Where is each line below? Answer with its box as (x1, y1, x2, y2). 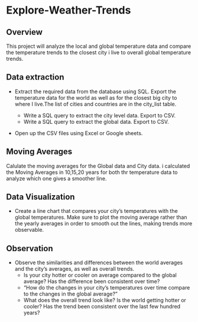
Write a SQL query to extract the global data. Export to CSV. (23, 118, 170, 125)
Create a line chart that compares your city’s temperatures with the (14, 208, 178, 215)
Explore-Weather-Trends (6, 4, 131, 17)
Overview (6, 27, 43, 37)
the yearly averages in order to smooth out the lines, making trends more (14, 220, 193, 227)
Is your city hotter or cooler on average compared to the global (23, 272, 177, 279)
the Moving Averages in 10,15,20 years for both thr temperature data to (6, 169, 178, 176)
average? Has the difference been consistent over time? (23, 278, 160, 285)
